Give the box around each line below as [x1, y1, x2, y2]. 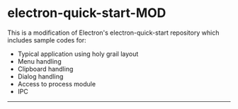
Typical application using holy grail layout [17, 50, 139, 58]
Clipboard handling [17, 64, 74, 73]
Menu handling [17, 57, 62, 65]
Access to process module [17, 79, 96, 88]
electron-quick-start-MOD [7, 5, 166, 21]
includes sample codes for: [7, 35, 86, 44]
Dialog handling [17, 72, 64, 81]
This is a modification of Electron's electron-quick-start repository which [7, 28, 220, 37]
